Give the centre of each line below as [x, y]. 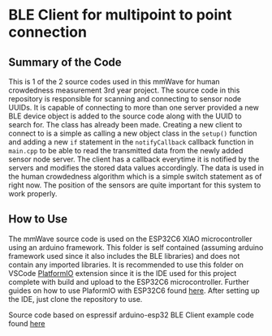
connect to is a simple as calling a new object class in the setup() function [133, 133]
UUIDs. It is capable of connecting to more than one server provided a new [134, 108]
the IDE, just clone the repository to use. [76, 299]
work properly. [33, 194]
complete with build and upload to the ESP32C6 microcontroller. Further [129, 282]
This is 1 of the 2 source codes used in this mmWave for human [114, 82]
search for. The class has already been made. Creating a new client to [125, 125]
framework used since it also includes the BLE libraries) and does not [124, 256]
